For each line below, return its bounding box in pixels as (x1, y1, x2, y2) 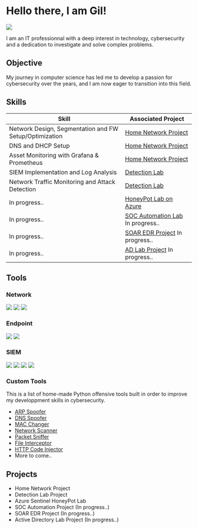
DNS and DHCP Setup (9, 142, 70, 150)
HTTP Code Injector (14, 446, 64, 453)
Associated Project (129, 114, 184, 123)
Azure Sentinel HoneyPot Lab (14, 497, 87, 504)
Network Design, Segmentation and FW (9, 124, 119, 133)
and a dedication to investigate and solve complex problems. (6, 41, 154, 48)
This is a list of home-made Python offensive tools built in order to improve (6, 390, 187, 397)
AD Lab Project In (124, 245, 173, 254)
